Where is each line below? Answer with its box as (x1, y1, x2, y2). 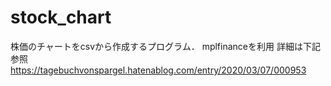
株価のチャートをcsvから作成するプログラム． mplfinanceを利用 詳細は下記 (10, 40, 321, 52)
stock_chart (10, 6, 112, 29)
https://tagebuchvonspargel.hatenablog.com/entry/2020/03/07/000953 (10, 64, 307, 76)
